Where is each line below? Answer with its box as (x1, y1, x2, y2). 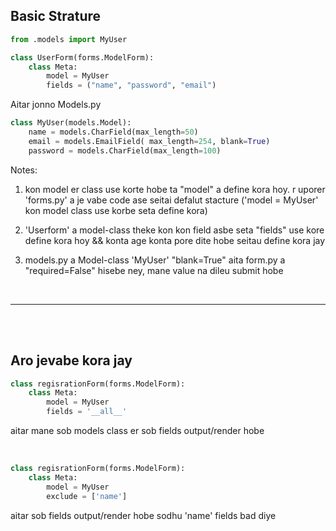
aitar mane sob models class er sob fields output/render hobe (10, 425, 265, 436)
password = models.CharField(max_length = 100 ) (28, 145, 222, 156)
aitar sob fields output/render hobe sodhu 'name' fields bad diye (10, 509, 277, 521)
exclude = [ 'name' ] (46, 491, 128, 501)
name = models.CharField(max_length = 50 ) (28, 127, 199, 138)
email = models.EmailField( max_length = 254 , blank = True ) (28, 136, 271, 146)
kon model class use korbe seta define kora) (24, 204, 208, 216)
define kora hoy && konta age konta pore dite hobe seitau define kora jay (24, 234, 326, 246)
